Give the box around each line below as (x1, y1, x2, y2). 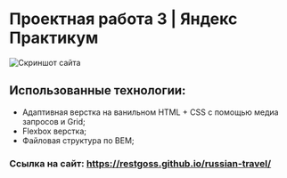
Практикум (9, 28, 99, 48)
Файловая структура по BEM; (21, 134, 135, 146)
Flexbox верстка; (21, 125, 87, 136)
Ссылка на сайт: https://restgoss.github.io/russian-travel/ (9, 157, 272, 169)
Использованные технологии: (9, 83, 186, 98)
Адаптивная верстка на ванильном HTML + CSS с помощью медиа (21, 107, 279, 117)
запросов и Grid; (21, 116, 86, 126)
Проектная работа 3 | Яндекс (9, 9, 238, 29)
